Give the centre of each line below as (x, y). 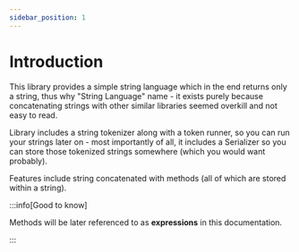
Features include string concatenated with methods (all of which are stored (148, 178)
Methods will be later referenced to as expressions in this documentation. (146, 222)
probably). (28, 161)
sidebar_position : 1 (48, 17)
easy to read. (34, 115)
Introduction (56, 61)
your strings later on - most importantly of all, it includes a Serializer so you (148, 142)
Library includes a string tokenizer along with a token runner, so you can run (150, 132)
